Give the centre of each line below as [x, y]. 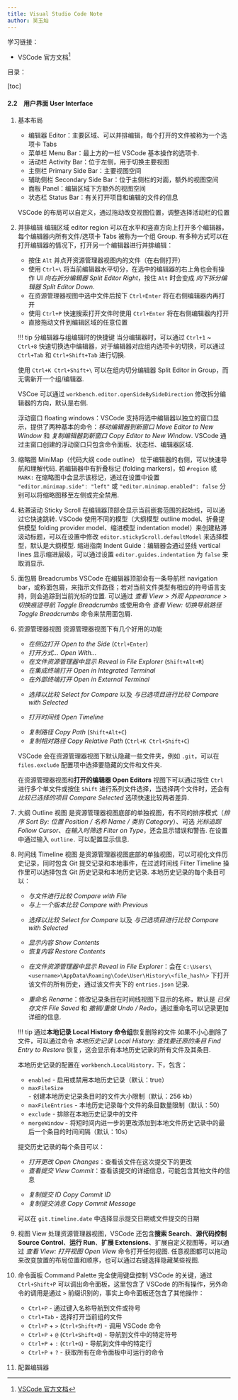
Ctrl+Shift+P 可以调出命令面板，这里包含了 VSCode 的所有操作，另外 [119, 1284]
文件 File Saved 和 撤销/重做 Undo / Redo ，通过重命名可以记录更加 [131, 1008]
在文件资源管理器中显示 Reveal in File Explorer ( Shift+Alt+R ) [116, 662]
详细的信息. [45, 1017]
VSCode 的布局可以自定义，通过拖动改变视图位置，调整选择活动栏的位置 [124, 213]
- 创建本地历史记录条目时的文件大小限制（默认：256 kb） [112, 1097]
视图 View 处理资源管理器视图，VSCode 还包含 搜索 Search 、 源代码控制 [122, 1233]
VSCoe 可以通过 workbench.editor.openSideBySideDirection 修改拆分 [119, 394]
